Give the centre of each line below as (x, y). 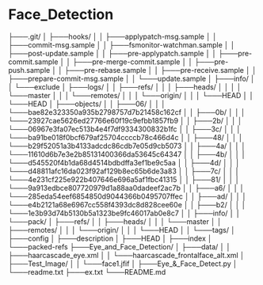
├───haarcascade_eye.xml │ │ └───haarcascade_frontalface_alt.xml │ (126, 255)
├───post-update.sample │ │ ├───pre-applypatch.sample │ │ (112, 53)
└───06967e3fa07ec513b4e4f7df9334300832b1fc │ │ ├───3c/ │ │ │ (125, 129)
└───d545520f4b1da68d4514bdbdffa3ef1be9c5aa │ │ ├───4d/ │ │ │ (124, 162)
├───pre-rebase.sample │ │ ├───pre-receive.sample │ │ (161, 70)
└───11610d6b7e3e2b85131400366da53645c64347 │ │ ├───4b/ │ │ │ (127, 154)
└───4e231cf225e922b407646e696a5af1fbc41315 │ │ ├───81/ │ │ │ (124, 179)
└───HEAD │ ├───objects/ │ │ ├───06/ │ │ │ (87, 104)
